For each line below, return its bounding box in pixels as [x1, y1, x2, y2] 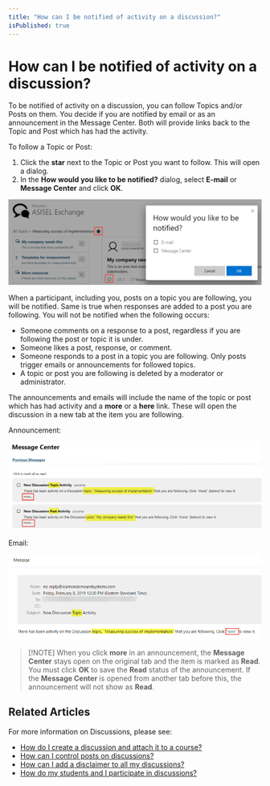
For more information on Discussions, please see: [8, 726, 173, 736]
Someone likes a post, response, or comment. [19, 342, 173, 352]
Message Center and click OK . [19, 184, 123, 193]
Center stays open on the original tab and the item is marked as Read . [27, 656, 261, 666]
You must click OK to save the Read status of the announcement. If [27, 665, 251, 675]
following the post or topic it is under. [19, 334, 144, 344]
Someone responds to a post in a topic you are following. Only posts [19, 351, 247, 361]
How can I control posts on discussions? [19, 751, 154, 760]
